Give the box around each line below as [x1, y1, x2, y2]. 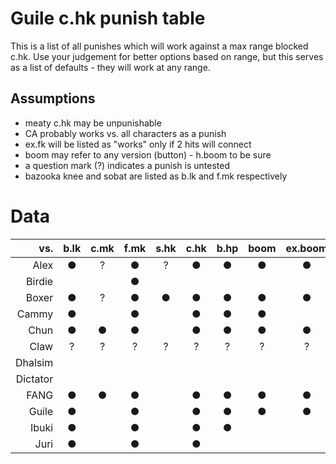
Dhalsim [15, 355, 54, 369]
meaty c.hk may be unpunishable [24, 117, 162, 129]
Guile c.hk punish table [10, 7, 206, 30]
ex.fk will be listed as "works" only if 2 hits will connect [24, 138, 252, 150]
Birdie [26, 274, 54, 288]
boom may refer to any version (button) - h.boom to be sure [24, 148, 272, 161]
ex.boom [285, 241, 328, 255]
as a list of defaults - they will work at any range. [10, 61, 211, 73]
